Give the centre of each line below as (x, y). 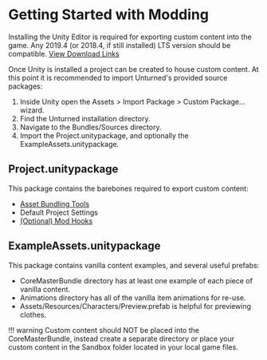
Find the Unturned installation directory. (85, 118)
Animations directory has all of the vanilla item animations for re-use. (133, 298)
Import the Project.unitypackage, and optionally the (104, 135)
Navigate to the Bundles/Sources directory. (90, 127)
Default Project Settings (59, 212)
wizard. (32, 110)
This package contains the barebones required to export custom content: (128, 188)
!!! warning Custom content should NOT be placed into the (104, 330)
